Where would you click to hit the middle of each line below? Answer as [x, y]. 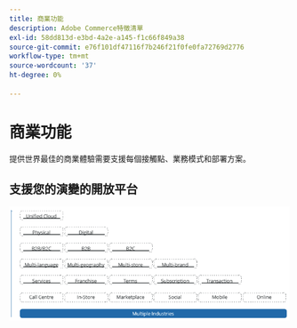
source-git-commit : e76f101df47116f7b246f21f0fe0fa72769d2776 [127, 47]
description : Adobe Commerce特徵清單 [76, 28]
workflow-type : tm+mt [49, 56]
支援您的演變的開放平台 [73, 190]
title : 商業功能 [36, 19]
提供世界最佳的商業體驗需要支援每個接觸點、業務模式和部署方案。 [130, 158]
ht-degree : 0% [36, 76]
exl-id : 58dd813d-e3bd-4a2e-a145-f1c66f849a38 [97, 37]
